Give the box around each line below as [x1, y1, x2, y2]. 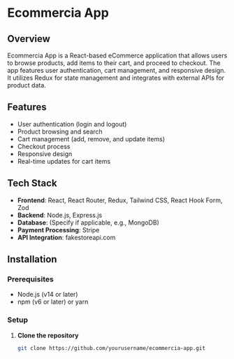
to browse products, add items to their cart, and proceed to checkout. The [7, 59, 221, 67]
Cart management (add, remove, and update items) [17, 134, 166, 143]
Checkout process [17, 142, 71, 150]
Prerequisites [7, 274, 54, 284]
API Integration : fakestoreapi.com [17, 233, 116, 241]
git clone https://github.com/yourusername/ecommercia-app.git [17, 344, 206, 351]
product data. [7, 81, 47, 89]
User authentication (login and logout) [17, 120, 127, 128]
